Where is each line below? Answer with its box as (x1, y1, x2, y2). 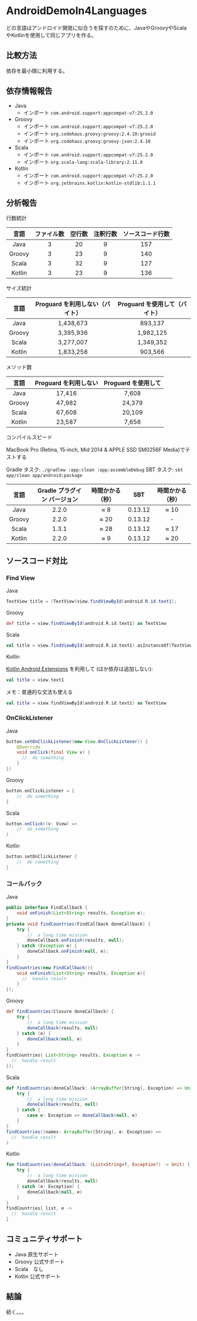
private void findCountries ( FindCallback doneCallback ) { (6, 921, 151, 927)
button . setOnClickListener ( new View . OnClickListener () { (6, 738, 148, 744)
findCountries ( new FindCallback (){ (6, 964, 93, 970)
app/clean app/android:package (6, 473, 83, 479)
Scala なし (14, 1265, 44, 1272)
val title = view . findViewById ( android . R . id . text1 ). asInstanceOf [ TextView (6, 642, 193, 648)
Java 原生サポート (14, 1251, 59, 1258)
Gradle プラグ (37, 486, 76, 495)
